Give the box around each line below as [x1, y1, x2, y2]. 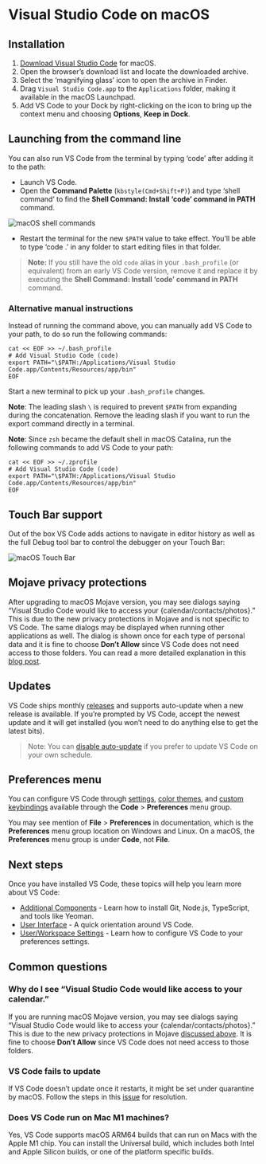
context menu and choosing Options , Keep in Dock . [19, 109, 191, 119]
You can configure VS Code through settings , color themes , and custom [8, 794, 244, 804]
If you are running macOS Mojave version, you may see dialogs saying [8, 1012, 238, 1021]
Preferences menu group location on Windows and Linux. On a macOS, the [8, 826, 256, 836]
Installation [8, 37, 65, 51]
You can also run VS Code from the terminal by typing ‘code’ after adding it [8, 153, 254, 163]
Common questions [8, 960, 108, 974]
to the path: [8, 162, 46, 171]
